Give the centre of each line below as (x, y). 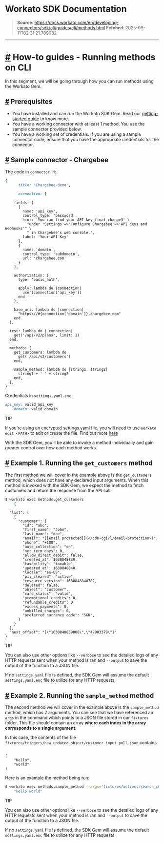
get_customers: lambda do (40, 353)
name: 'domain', (39, 250)
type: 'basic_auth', (39, 280)
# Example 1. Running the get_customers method (79, 463)
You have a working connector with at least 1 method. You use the (78, 124)
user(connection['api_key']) (52, 293)
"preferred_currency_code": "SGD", (59, 615)
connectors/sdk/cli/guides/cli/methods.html (61, 27)
